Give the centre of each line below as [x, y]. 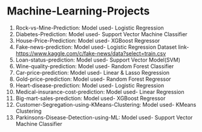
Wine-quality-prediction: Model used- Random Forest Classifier [95, 66]
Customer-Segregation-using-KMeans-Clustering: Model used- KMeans [106, 104]
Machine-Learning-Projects [78, 11]
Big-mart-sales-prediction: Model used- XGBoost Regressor [90, 98]
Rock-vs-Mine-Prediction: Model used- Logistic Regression [90, 28]
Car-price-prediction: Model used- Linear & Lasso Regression [93, 72]
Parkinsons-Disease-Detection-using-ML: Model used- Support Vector [104, 117]
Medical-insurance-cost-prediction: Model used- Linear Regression [100, 92]
